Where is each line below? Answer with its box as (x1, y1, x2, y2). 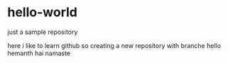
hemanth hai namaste (7, 49, 71, 57)
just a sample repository (7, 28, 78, 36)
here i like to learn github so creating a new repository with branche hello (7, 41, 222, 50)
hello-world (7, 4, 78, 21)
